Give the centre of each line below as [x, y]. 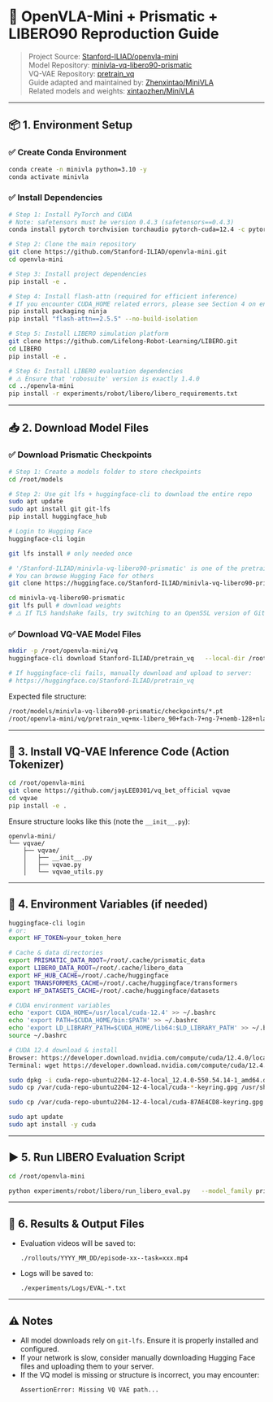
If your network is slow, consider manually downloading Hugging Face [138, 1358]
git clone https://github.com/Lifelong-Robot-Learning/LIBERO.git [123, 342]
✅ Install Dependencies [56, 198]
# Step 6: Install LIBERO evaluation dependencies [96, 371]
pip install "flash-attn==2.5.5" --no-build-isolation [103, 319]
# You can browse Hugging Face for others [81, 576]
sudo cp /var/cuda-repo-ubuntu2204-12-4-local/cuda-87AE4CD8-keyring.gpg [136, 1102]
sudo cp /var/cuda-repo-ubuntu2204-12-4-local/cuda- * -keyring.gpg [123, 1088]
